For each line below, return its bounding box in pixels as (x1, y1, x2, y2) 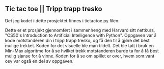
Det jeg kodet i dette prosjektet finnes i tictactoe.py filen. (5, 17, 120, 23)
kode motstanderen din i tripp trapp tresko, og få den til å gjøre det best (5, 37, 150, 43)
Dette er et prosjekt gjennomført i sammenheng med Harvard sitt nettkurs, (5, 27, 155, 33)
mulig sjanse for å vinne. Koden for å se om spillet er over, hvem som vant (5, 53, 155, 59)
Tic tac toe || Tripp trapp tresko (5, 5, 102, 13)
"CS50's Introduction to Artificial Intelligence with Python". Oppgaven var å (5, 32, 157, 38)
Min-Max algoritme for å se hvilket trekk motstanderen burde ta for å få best (5, 48, 159, 53)
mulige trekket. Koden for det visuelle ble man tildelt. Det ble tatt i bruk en (5, 42, 154, 49)
